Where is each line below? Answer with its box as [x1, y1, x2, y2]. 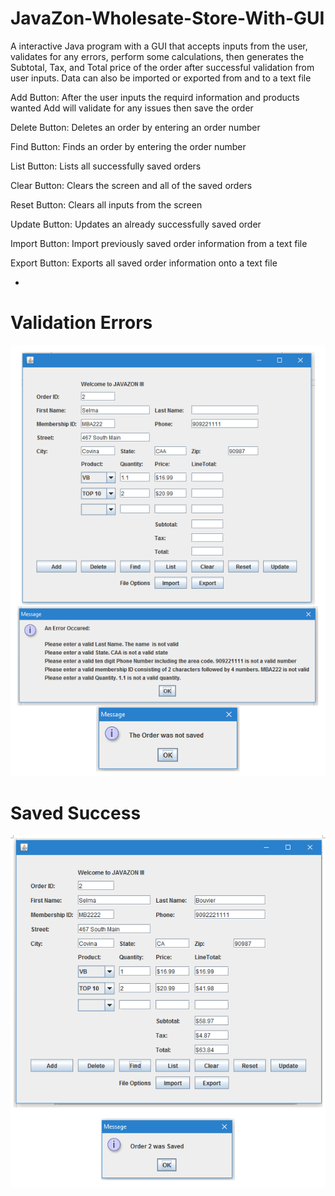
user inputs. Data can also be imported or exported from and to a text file [10, 72, 312, 84]
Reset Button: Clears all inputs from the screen [10, 198, 203, 211]
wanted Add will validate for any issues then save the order [10, 102, 254, 114]
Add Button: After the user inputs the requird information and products [10, 91, 300, 103]
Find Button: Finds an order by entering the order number [10, 140, 247, 152]
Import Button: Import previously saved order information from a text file [10, 237, 308, 249]
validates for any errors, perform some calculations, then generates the [10, 50, 305, 62]
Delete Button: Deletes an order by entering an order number [10, 121, 261, 133]
